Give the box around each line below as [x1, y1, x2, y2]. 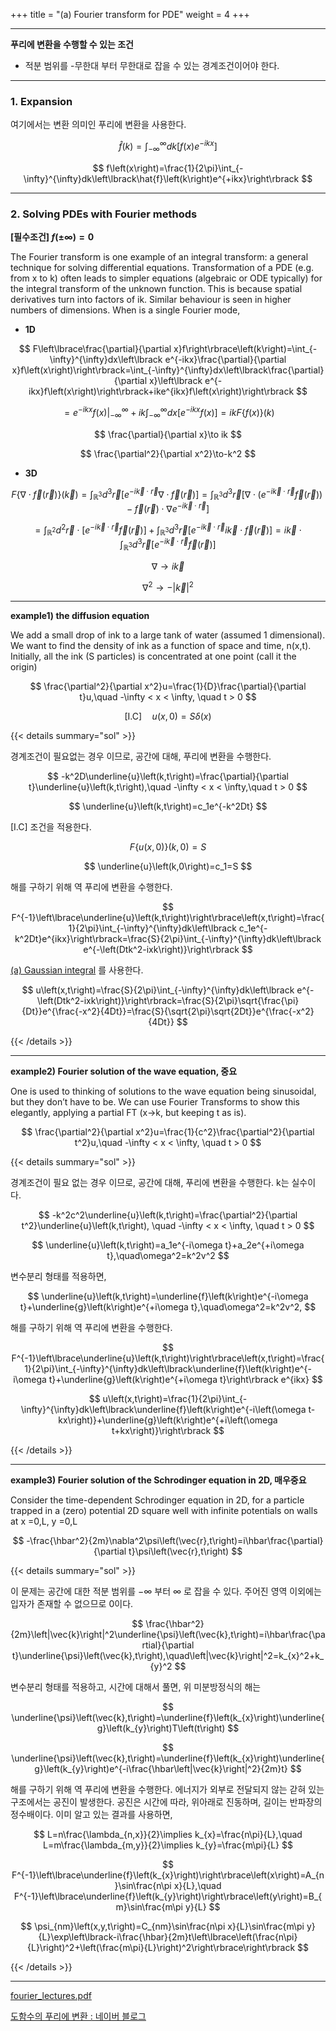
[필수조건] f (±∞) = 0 [10, 231, 95, 243]
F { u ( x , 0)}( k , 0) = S [129, 841, 207, 853]
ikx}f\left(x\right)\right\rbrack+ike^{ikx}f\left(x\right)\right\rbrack [28, 385, 295, 398]
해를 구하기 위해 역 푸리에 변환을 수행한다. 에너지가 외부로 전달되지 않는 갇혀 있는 [10, 1784, 325, 1796]
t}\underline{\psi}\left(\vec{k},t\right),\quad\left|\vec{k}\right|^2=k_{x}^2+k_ [11, 1650, 325, 1662]
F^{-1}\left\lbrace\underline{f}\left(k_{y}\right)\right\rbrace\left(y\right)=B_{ [13, 1890, 323, 1903]
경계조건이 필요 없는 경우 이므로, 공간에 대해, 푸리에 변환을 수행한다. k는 [10, 1177, 290, 1189]
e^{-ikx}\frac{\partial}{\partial [164, 354, 287, 366]
